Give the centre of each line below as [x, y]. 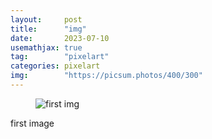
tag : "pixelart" [60, 57]
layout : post [46, 19]
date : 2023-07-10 [60, 38]
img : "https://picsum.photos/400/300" [106, 76]
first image [32, 123]
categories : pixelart [55, 66]
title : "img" [48, 29]
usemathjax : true [46, 47]
